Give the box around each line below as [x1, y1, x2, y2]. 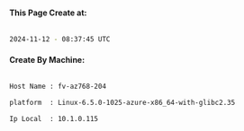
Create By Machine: [9, 54, 86, 65]
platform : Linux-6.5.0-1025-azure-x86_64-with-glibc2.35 [9, 99, 236, 108]
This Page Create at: [9, 7, 87, 18]
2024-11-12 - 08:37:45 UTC [9, 35, 111, 44]
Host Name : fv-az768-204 [9, 82, 106, 92]
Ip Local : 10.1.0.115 [9, 115, 99, 124]
